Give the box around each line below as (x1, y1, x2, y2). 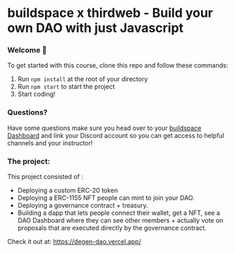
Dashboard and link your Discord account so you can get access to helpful (7, 131, 224, 139)
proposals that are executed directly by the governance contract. (17, 224, 207, 233)
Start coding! (17, 90, 56, 98)
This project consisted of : (7, 172, 83, 181)
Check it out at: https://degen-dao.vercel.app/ (7, 237, 141, 246)
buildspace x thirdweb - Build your (7, 5, 214, 21)
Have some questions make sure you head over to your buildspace (7, 124, 202, 132)
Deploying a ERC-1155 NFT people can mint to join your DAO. (17, 194, 195, 202)
